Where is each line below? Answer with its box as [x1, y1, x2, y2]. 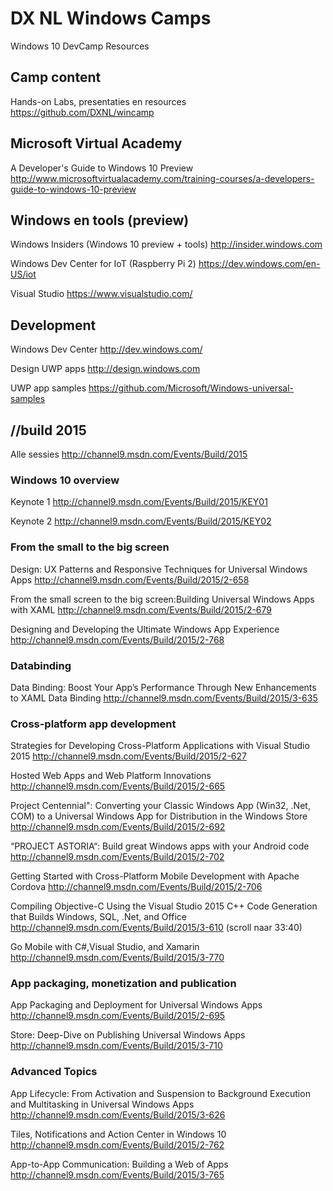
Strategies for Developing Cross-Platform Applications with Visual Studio [10, 740, 310, 752]
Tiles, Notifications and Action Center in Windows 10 [10, 1128, 227, 1140]
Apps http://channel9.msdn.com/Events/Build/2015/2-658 [10, 573, 250, 586]
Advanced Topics [10, 1065, 98, 1079]
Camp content [10, 69, 102, 86]
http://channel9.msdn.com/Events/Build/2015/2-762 [10, 1138, 225, 1151]
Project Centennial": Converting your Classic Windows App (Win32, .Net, [10, 800, 311, 812]
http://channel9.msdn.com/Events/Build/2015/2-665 [10, 780, 226, 792]
